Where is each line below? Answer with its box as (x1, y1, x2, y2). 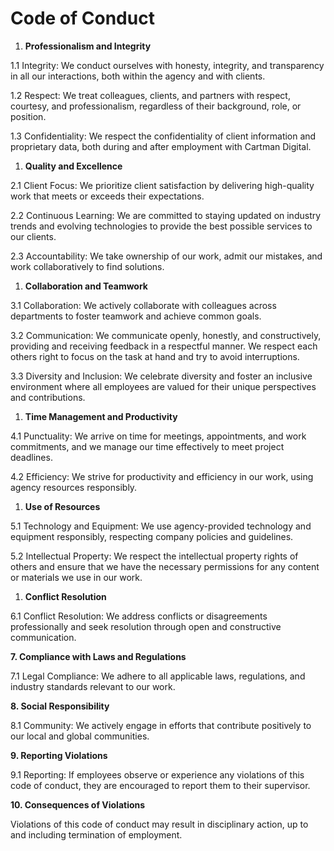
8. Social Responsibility (10, 700, 110, 712)
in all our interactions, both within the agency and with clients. (10, 70, 266, 82)
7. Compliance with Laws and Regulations (10, 650, 187, 662)
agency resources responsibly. (10, 481, 138, 493)
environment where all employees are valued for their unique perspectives (10, 380, 317, 392)
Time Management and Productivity (24, 410, 178, 422)
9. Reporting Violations (10, 749, 108, 761)
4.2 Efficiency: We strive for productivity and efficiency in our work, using (10, 470, 314, 482)
